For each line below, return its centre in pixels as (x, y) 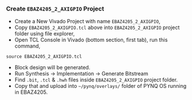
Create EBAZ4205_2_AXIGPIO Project (55, 9)
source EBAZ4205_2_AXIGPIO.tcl (44, 57)
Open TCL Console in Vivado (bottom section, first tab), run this (91, 40)
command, (27, 46)
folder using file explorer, (44, 34)
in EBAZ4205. (31, 92)
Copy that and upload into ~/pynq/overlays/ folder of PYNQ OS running (100, 86)
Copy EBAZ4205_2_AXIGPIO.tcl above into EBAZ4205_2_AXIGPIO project (97, 27)
